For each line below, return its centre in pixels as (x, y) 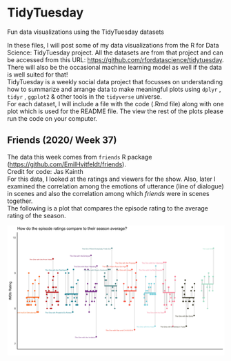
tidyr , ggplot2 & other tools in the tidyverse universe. (84, 96)
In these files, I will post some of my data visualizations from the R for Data (113, 45)
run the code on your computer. (52, 118)
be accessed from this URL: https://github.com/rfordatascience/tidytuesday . (115, 59)
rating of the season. (37, 215)
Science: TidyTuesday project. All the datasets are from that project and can (115, 52)
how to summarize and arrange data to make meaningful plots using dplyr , (114, 89)
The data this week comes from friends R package (80, 157)
